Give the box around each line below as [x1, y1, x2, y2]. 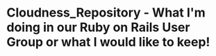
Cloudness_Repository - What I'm [6, 5, 206, 21]
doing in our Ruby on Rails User [6, 19, 190, 35]
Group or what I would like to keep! [6, 35, 210, 50]
